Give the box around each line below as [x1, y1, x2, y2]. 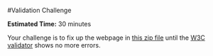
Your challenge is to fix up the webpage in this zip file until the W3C [7, 33, 206, 42]
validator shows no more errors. [7, 41, 101, 49]
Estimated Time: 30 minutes [7, 20, 92, 28]
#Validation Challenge [7, 6, 72, 14]
